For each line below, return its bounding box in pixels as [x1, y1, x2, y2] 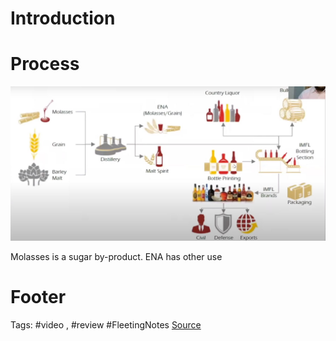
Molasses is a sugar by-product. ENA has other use [10, 250, 223, 262]
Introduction [10, 7, 116, 30]
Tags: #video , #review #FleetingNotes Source [10, 318, 202, 331]
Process [10, 53, 80, 76]
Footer [10, 286, 67, 309]
